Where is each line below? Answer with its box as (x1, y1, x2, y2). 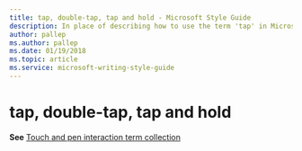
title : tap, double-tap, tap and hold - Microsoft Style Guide (9, 13, 252, 22)
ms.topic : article (9, 55, 78, 64)
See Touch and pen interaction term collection (9, 131, 182, 142)
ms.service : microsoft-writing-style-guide (9, 64, 175, 73)
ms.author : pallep (9, 38, 78, 48)
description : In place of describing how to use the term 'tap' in (9, 22, 268, 31)
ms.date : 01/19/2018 (9, 47, 87, 56)
